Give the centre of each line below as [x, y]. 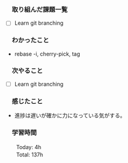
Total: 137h [30, 155]
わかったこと [30, 40]
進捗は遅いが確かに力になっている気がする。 [70, 115]
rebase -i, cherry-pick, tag [47, 54]
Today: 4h [29, 147]
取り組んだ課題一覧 [40, 9]
